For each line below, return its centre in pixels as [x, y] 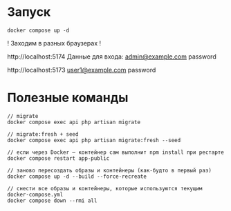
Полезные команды [68, 98]
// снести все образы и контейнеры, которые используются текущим [105, 188]
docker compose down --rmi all [52, 201]
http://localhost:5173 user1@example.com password [82, 70]
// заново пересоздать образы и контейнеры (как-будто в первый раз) [110, 170]
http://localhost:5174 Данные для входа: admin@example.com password [112, 57]
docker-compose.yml [35, 194]
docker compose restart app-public [58, 158]
